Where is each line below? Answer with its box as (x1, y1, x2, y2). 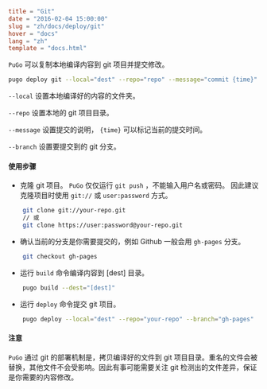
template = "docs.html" (8, 45, 87, 53)
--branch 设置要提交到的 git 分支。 (8, 142, 121, 151)
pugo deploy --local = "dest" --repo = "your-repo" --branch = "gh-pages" (22, 315, 254, 323)
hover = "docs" (8, 29, 59, 37)
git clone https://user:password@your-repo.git (22, 221, 183, 230)
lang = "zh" (8, 37, 48, 45)
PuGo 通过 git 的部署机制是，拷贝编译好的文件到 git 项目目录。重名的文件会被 (8, 352, 258, 362)
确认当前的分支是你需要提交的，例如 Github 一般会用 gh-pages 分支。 (19, 236, 246, 246)
